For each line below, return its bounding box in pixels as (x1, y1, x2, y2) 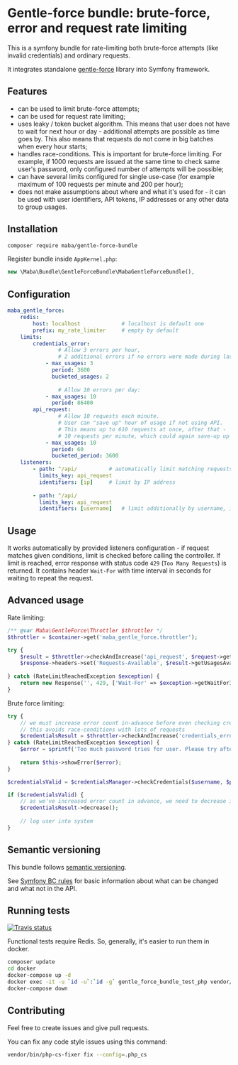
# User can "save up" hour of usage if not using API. (57, 419, 223, 426)
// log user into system (20, 818, 93, 825)
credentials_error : (33, 340, 91, 347)
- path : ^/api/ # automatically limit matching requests (33, 465, 233, 473)
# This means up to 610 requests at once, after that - (57, 426, 227, 433)
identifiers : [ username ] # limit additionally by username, (38, 505, 227, 512)
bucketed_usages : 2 (52, 373, 110, 380)
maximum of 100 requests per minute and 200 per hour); (17, 180, 183, 188)
